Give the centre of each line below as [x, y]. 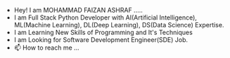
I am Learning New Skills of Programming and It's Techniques [103, 32]
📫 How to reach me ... [46, 48]
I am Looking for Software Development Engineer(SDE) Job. [101, 40]
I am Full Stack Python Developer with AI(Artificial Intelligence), [105, 17]
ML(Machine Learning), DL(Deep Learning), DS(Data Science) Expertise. [119, 25]
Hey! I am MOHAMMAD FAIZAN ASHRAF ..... [78, 10]
